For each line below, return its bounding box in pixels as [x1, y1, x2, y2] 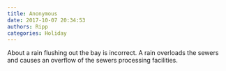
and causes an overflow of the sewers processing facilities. [7, 56, 178, 65]
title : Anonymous [7, 10, 58, 17]
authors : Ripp [7, 23, 49, 30]
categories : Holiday [7, 29, 68, 37]
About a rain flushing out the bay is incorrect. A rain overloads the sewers [7, 49, 219, 57]
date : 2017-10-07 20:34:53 [7, 17, 86, 24]
